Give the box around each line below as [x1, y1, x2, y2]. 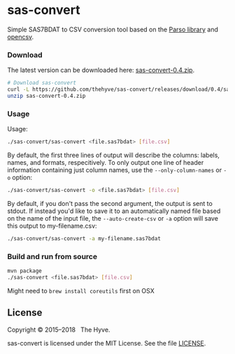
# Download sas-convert [7, 80, 77, 87]
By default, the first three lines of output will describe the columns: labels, [7, 151, 220, 159]
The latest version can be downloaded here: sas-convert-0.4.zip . [7, 66, 194, 75]
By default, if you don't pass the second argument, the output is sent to [7, 199, 213, 207]
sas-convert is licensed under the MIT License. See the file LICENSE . [7, 339, 206, 347]
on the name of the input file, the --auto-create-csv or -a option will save [7, 214, 219, 222]
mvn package [7, 267, 42, 274]
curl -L [7, 86, 30, 93]
